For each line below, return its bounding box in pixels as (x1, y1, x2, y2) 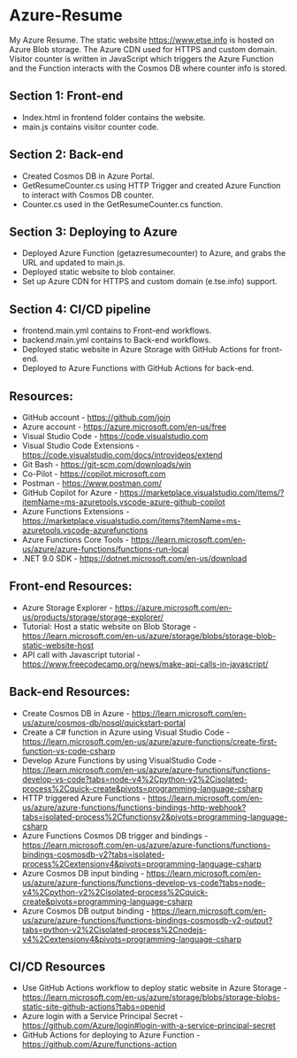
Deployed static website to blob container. (21, 266, 176, 277)
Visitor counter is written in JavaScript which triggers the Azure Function (9, 53, 274, 64)
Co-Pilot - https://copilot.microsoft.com (21, 468, 166, 479)
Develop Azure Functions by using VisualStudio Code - (21, 754, 223, 766)
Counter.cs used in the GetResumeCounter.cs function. (21, 198, 224, 209)
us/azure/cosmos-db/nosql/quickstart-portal (21, 717, 186, 728)
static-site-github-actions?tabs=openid (21, 1001, 166, 1012)
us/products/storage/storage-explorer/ (21, 612, 164, 622)
